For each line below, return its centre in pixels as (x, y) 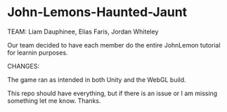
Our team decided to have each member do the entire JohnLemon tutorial (114, 45)
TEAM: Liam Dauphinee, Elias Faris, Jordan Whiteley (83, 31)
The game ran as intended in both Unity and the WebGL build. (97, 79)
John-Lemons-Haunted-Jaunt (97, 12)
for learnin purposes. (38, 52)
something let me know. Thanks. (54, 100)
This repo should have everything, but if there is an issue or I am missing (112, 93)
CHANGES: (24, 66)
